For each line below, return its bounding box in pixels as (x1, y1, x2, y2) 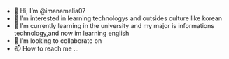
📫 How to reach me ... (13, 44, 79, 53)
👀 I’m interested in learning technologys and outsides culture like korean (13, 14, 223, 22)
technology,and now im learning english (13, 29, 130, 37)
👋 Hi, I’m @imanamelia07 (13, 7, 86, 15)
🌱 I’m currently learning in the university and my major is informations (13, 22, 215, 29)
